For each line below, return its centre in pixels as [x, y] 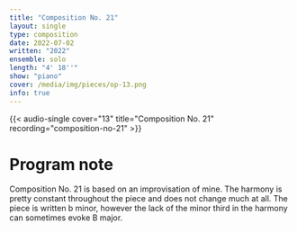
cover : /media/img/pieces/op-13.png [78, 85]
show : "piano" [36, 76]
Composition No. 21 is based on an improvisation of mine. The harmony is [146, 189]
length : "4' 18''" [44, 68]
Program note [62, 164]
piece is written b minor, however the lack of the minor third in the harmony [148, 209]
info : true [30, 93]
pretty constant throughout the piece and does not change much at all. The [148, 199]
